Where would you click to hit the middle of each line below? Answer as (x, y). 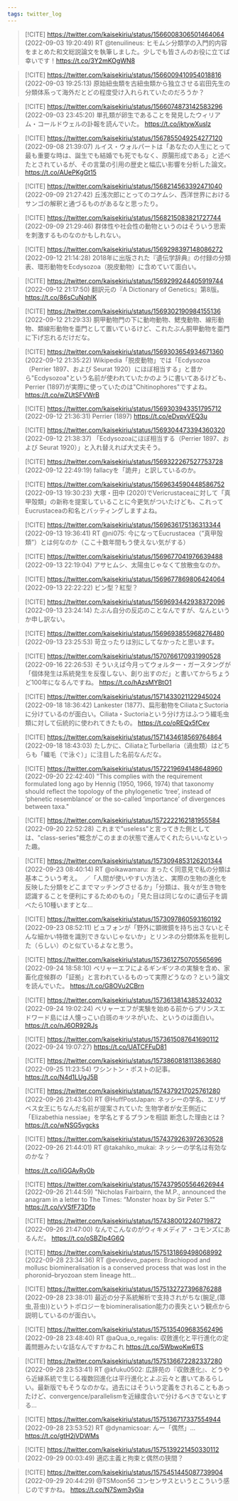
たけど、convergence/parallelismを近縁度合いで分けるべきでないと (123, 1396)
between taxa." (47, 806)
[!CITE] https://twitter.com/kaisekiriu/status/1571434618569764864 (123, 737)
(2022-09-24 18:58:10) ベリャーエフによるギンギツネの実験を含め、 (124, 968)
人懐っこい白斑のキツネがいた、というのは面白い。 (143, 1017)
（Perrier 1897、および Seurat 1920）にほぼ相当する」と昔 (110, 369)
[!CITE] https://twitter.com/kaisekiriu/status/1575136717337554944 (123, 1419)
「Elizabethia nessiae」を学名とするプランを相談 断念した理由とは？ (125, 1117)
